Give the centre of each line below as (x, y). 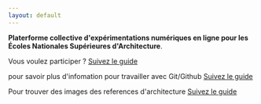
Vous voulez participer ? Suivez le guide (73, 61)
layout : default (35, 15)
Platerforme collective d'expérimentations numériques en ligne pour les (129, 38)
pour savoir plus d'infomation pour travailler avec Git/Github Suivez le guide (130, 76)
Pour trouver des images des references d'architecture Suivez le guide (123, 91)
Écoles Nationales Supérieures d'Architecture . (85, 46)
